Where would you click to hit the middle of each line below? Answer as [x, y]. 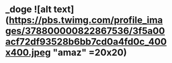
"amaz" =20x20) [90, 53]
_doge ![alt [28, 9]
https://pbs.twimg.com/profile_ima [86, 20]
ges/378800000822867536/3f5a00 [85, 31]
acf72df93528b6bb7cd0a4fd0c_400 [86, 42]
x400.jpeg [28, 53]
